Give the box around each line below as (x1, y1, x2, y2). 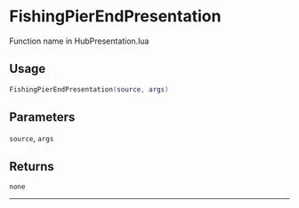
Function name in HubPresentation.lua (9, 36, 149, 46)
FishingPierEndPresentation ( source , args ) (9, 84, 169, 94)
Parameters (9, 109, 76, 125)
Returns (9, 158, 55, 174)
